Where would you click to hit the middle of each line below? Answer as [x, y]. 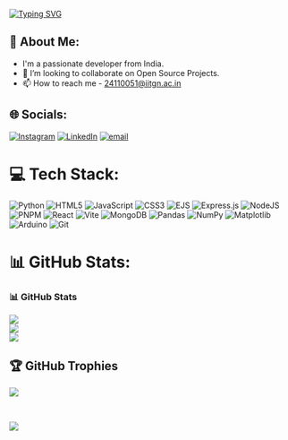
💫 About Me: [45, 42]
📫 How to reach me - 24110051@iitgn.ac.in [102, 83]
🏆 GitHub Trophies [64, 366]
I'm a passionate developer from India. [93, 64]
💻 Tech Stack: [64, 174]
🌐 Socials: [38, 115]
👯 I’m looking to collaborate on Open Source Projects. [121, 73]
